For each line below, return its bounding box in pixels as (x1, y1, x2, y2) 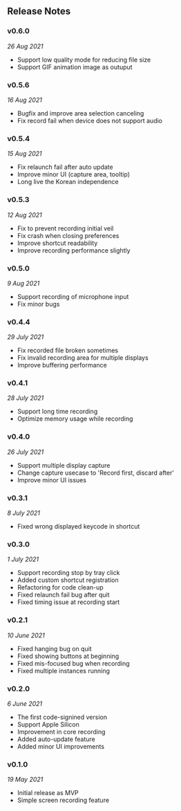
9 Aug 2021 (7, 279, 40, 287)
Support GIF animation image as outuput (17, 62, 133, 71)
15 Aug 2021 (7, 149, 43, 158)
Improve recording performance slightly (17, 246, 131, 255)
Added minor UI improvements (17, 742, 105, 750)
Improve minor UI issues (17, 475, 86, 484)
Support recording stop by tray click (17, 569, 120, 577)
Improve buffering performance (17, 361, 107, 370)
